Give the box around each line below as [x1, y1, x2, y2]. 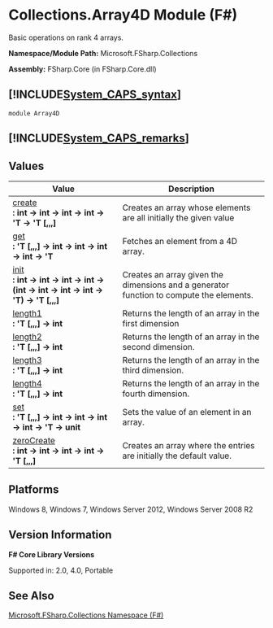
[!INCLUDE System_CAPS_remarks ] [8, 132, 189, 146]
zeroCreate [12, 434, 55, 446]
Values [8, 159, 45, 172]
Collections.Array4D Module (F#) [8, 6, 238, 24]
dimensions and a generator [122, 279, 230, 290]
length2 [12, 331, 42, 342]
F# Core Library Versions [8, 549, 95, 559]
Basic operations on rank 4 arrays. [8, 33, 124, 42]
